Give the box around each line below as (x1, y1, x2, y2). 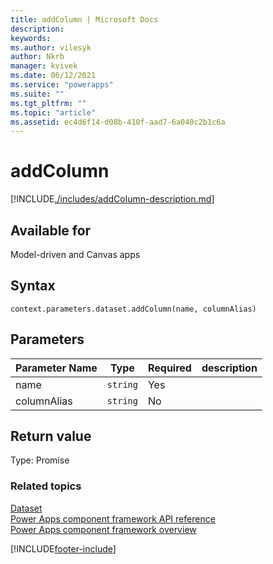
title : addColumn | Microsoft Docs (10, 14, 159, 25)
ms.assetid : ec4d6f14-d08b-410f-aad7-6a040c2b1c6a (10, 117, 226, 127)
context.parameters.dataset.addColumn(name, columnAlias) (10, 304, 257, 314)
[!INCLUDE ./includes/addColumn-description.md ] (10, 193, 215, 205)
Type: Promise (10, 454, 70, 466)
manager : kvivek (10, 61, 78, 71)
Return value (10, 428, 92, 445)
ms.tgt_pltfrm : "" (10, 98, 87, 108)
